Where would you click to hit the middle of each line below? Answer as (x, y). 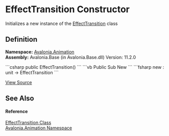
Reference (17, 111)
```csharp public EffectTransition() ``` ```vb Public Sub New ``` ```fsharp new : (85, 67)
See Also (20, 99)
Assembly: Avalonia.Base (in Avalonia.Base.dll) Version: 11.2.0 (71, 57)
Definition (21, 39)
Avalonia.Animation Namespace (39, 128)
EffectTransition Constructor (68, 9)
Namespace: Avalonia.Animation (40, 51)
